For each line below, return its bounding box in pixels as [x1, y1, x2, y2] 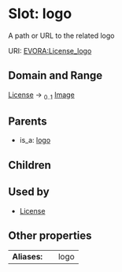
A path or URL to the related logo [8, 31, 115, 40]
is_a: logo [19, 136, 51, 145]
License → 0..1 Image [8, 90, 75, 101]
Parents [8, 114, 47, 128]
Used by [8, 185, 50, 199]
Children [8, 158, 51, 172]
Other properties [8, 229, 92, 242]
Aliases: [12, 252, 43, 263]
